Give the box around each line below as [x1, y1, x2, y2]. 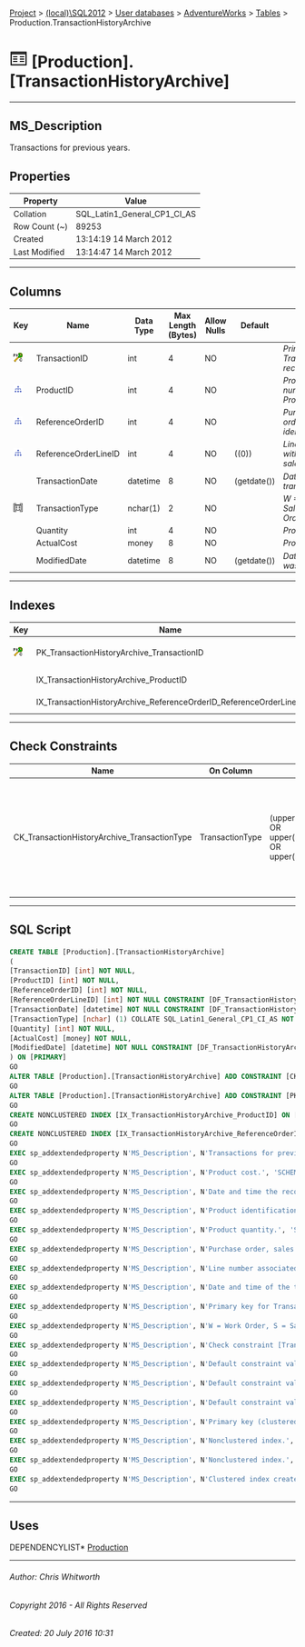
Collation [13, 208, 47, 219]
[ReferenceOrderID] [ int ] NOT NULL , [9, 986, 148, 995]
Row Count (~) [13, 221, 68, 232]
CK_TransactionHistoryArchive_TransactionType [13, 832, 192, 843]
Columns [9, 284, 62, 299]
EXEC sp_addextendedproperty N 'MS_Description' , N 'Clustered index [9, 1474, 271, 1483]
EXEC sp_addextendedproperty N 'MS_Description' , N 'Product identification [9, 1206, 299, 1215]
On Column [208, 765, 253, 776]
